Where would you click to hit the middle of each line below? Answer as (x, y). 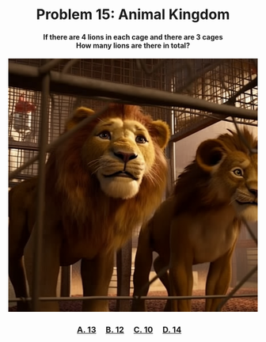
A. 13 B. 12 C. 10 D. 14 (129, 330)
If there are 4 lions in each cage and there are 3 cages (133, 36)
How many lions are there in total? (133, 45)
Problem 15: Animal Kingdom (133, 15)
